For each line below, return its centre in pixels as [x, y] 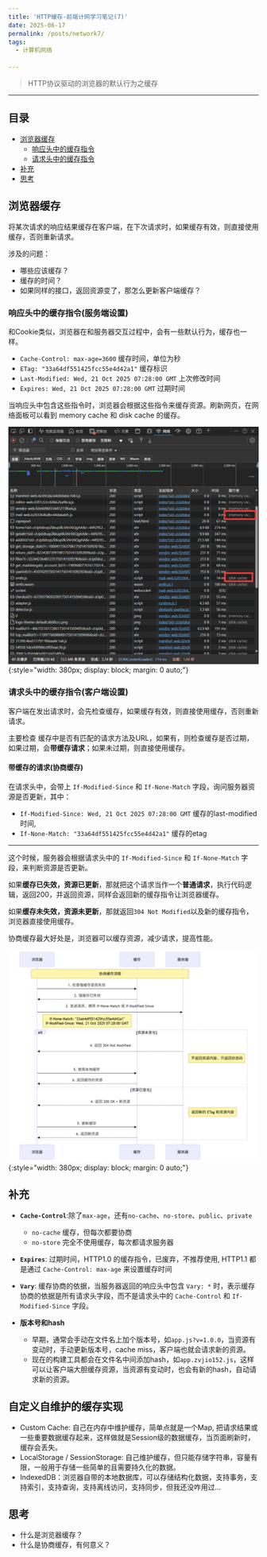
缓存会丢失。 [41, 1447]
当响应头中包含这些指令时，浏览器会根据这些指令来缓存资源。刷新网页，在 [130, 405]
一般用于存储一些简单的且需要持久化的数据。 [107, 1467]
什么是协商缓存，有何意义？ [65, 1545]
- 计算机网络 [34, 50]
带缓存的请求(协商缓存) [46, 768]
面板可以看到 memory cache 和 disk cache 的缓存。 [99, 415]
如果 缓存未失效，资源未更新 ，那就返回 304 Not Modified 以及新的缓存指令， [131, 911]
